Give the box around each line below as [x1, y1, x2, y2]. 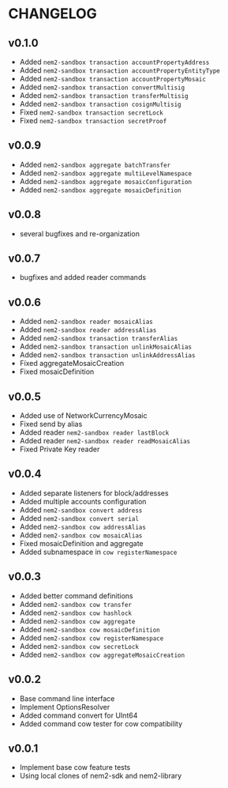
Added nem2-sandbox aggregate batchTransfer [19, 160, 171, 169]
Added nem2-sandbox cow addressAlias [19, 522, 146, 531]
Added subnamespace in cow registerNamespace [19, 547, 178, 556]
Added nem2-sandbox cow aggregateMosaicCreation [19, 650, 185, 659]
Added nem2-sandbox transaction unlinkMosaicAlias [19, 341, 192, 352]
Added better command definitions [19, 590, 133, 601]
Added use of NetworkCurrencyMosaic [19, 411, 148, 420]
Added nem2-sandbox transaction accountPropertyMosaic [19, 74, 207, 83]
